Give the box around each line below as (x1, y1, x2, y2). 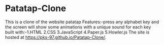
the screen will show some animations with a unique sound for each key (5, 24, 151, 30)
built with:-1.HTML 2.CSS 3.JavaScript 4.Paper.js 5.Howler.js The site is (5, 29, 150, 35)
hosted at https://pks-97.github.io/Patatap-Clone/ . (5, 34, 107, 40)
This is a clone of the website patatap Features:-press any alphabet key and (5, 19, 159, 25)
